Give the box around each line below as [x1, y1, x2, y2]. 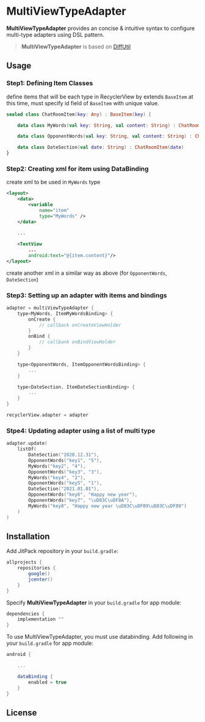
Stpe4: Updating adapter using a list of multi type [6, 426, 156, 435]
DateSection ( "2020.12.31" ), [28, 452, 99, 458]
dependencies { [6, 611, 45, 617]
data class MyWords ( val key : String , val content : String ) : [17, 122, 176, 128]
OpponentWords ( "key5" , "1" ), [28, 480, 103, 486]
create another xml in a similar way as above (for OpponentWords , [6, 269, 167, 277]
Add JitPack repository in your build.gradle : [6, 548, 119, 555]
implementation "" [17, 616, 64, 622]
